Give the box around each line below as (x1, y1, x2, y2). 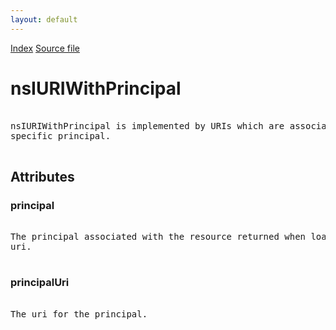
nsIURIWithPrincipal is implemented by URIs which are (10, 120, 285, 131)
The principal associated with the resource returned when (10, 231, 307, 243)
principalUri (10, 276, 70, 290)
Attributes (10, 168, 75, 185)
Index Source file (10, 42, 80, 54)
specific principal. (10, 130, 112, 141)
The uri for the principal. (10, 308, 148, 320)
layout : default (10, 14, 78, 25)
